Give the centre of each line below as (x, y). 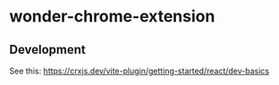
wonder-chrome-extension (112, 17)
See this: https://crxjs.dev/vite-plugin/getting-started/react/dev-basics (139, 71)
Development (48, 50)
